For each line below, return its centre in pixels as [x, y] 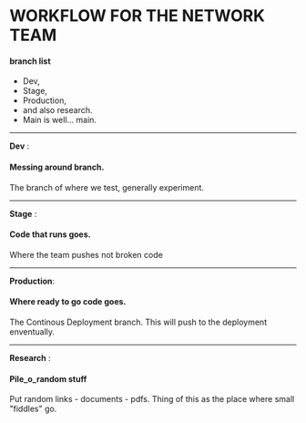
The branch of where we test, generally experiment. [107, 187]
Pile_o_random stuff [48, 378]
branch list [31, 61]
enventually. [32, 332]
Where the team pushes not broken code [87, 254]
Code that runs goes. [50, 234]
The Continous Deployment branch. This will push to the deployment [138, 322]
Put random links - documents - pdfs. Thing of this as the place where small [152, 399]
